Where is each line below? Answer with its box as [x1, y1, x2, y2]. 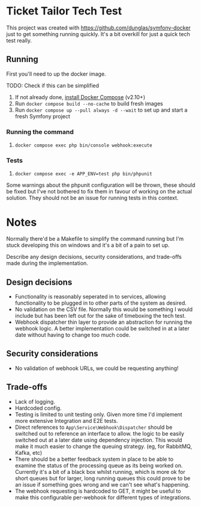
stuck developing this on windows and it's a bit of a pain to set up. [6, 241, 170, 249]
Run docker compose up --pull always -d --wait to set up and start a [14, 106, 188, 114]
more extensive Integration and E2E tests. [14, 417, 118, 424]
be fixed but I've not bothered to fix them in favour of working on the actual [6, 188, 192, 195]
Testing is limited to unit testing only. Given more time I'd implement [14, 410, 182, 418]
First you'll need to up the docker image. [6, 70, 106, 77]
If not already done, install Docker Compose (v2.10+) [14, 93, 146, 100]
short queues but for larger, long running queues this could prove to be [14, 475, 191, 482]
